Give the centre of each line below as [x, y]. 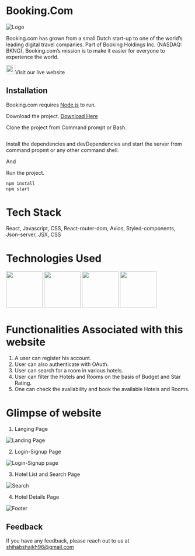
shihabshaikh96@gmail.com [40, 547]
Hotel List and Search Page [47, 474]
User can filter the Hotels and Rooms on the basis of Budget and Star [97, 377]
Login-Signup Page [38, 452]
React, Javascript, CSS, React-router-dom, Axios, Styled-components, [91, 229]
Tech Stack [34, 212]
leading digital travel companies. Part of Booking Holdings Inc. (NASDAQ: [94, 44]
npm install [20, 183]
